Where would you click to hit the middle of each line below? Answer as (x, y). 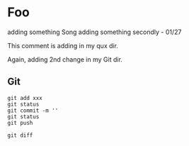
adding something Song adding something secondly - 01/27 (94, 32)
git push (20, 123)
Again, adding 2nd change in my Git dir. (65, 59)
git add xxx (25, 98)
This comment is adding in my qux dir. (63, 45)
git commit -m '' (33, 111)
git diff (20, 135)
